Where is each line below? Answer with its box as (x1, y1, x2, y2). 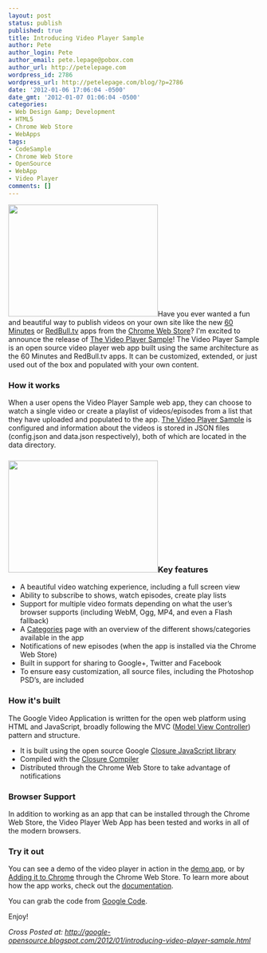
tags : (8, 137, 26, 146)
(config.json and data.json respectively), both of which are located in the (8, 432, 247, 441)
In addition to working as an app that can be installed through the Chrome (8, 809, 250, 818)
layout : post (8, 11, 52, 20)
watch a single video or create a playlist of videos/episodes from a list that (8, 406, 253, 416)
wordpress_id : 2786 (8, 71, 73, 79)
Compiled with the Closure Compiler (19, 754, 139, 763)
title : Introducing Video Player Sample (8, 33, 145, 42)
